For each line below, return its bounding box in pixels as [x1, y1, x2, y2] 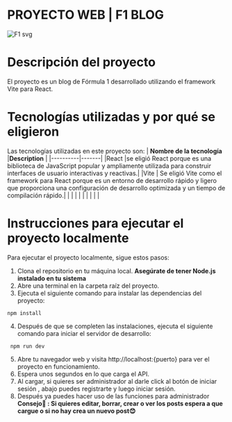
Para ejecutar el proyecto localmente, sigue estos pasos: [7, 253, 170, 261]
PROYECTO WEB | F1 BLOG [7, 7, 165, 23]
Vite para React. [7, 84, 53, 93]
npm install [7, 309, 42, 316]
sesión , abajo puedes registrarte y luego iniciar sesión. [17, 384, 176, 393]
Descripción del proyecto [7, 54, 156, 70]
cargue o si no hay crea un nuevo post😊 [17, 407, 136, 415]
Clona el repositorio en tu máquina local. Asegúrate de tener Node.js [17, 266, 216, 275]
